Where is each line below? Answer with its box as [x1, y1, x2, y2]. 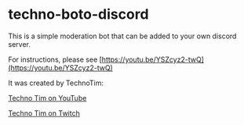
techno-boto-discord [8, 5, 149, 23]
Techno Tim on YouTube [8, 93, 87, 102]
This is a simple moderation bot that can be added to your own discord [8, 31, 237, 41]
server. [8, 39, 31, 48]
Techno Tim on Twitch [8, 108, 80, 118]
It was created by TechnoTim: [8, 78, 104, 87]
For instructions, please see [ [8, 55, 102, 64]
